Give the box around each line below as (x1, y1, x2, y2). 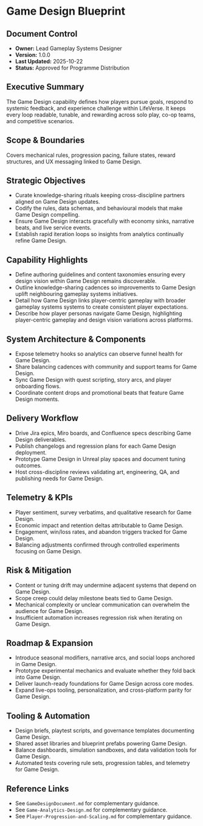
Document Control (6, 29, 78, 39)
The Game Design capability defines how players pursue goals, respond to (6, 98, 193, 105)
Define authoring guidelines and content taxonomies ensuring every (15, 271, 185, 278)
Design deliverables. (15, 436, 67, 443)
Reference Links (6, 783, 69, 794)
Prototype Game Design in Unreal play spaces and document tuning (15, 455, 186, 462)
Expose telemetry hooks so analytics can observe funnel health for (15, 350, 184, 357)
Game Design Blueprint (6, 4, 126, 18)
